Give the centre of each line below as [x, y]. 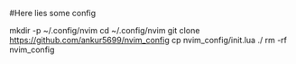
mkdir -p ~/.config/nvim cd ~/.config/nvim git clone [105, 30]
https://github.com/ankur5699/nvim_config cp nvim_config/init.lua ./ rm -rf [148, 40]
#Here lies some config [53, 13]
